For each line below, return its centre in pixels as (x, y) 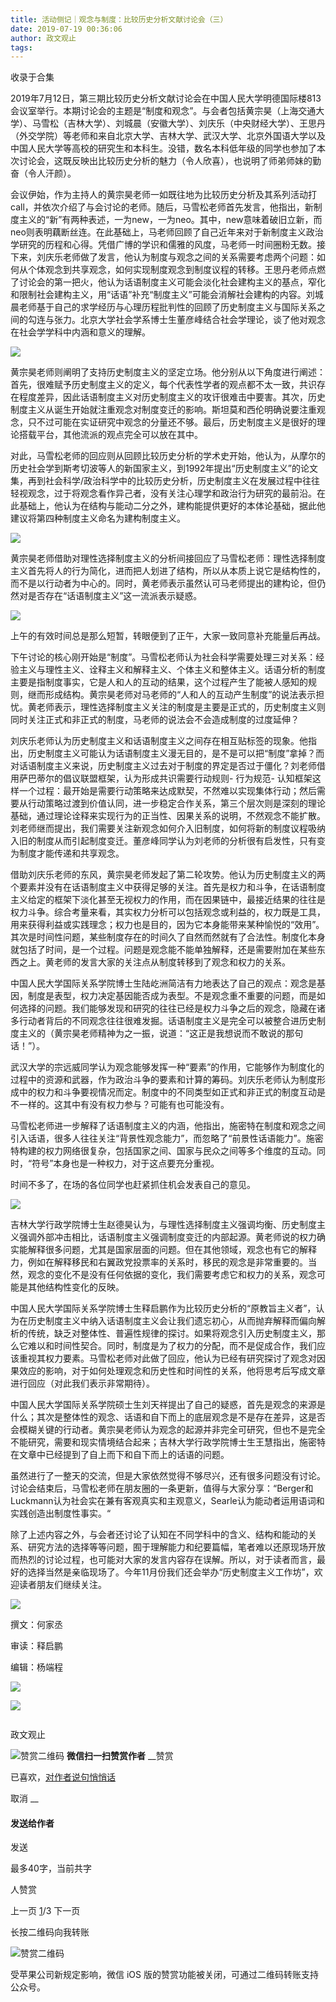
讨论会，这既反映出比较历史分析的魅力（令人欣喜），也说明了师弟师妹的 (165, 161)
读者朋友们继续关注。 (62, 1585)
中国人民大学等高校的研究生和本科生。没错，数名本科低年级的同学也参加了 (163, 148)
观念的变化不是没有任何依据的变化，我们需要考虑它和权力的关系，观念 (172, 1275)
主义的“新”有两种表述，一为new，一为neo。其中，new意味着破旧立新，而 (170, 220)
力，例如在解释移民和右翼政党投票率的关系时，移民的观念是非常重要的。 (159, 1262)
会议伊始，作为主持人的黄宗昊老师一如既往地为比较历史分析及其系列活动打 (163, 195)
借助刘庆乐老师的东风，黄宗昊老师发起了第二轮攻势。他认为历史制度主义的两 (168, 875)
